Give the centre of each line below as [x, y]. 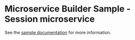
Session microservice [50, 19]
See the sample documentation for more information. [58, 32]
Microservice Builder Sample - [67, 9]
